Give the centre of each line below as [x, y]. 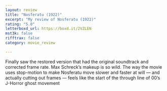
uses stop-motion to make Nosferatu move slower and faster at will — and [83, 72]
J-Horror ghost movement [32, 83]
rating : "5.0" [20, 24]
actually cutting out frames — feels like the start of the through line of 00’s [83, 78]
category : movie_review [30, 43]
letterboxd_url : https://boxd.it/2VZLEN [49, 29]
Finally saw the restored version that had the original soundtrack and [77, 62]
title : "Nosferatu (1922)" [34, 15]
